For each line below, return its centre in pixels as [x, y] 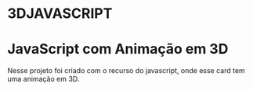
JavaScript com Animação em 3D [118, 49]
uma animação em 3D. [43, 79]
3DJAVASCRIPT [60, 14]
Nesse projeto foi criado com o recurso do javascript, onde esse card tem [127, 71]
